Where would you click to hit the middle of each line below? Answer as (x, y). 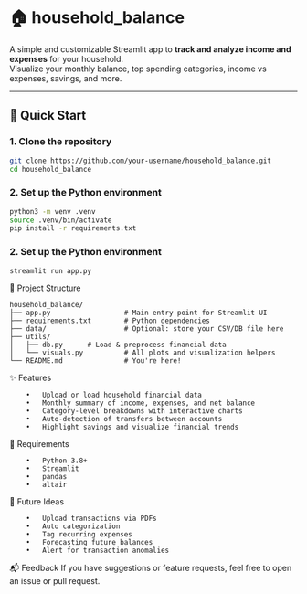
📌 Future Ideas (37, 502)
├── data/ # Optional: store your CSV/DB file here (147, 329)
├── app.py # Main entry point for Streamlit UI (138, 313)
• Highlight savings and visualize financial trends (132, 427)
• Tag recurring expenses (79, 535)
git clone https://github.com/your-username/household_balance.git (141, 161)
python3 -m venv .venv (53, 211)
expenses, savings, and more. (66, 78)
